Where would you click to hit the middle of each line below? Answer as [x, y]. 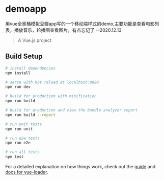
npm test [15, 157]
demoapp [26, 9]
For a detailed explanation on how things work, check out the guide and [80, 166]
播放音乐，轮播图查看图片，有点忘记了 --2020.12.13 [68, 30]
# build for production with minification [51, 96]
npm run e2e [18, 143]
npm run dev [18, 87]
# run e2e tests [22, 138]
